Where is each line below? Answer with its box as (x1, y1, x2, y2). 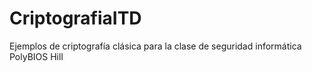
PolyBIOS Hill (9, 50, 64, 62)
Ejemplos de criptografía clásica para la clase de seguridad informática (9, 40, 302, 52)
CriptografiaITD (9, 7, 142, 30)
